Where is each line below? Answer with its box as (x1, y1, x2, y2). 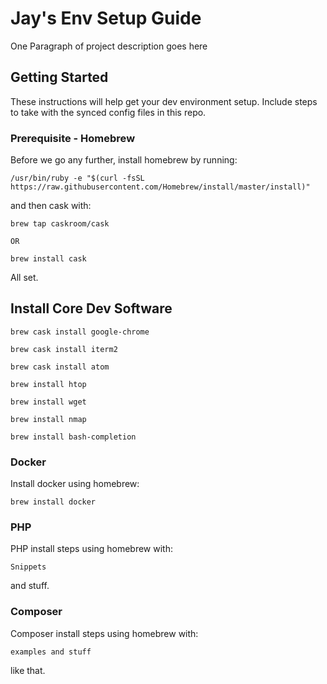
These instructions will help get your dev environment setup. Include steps (10, 95, 318, 107)
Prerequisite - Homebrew (10, 131, 136, 145)
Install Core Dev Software (10, 300, 173, 317)
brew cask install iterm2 (10, 344, 118, 354)
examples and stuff (10, 647, 92, 657)
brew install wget (10, 397, 87, 407)
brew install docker (10, 497, 97, 507)
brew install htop (10, 379, 87, 389)
